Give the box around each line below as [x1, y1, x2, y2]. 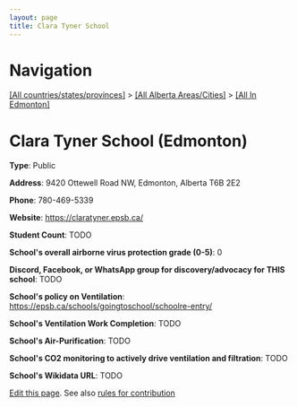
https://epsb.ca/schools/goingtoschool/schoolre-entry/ [9, 301, 213, 312]
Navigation [9, 60, 92, 81]
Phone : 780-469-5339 [9, 195, 94, 206]
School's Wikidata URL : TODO [9, 370, 123, 381]
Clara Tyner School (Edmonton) [9, 131, 248, 151]
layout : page [9, 13, 58, 22]
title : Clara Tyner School [9, 22, 110, 30]
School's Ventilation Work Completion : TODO [9, 318, 182, 329]
